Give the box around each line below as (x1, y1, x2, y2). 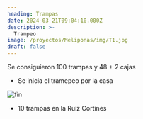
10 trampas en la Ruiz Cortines (17, 104, 107, 112)
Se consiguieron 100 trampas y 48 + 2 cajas (7, 63, 136, 71)
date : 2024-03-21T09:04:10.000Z (7, 17, 103, 24)
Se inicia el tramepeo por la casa (17, 76, 113, 85)
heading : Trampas (7, 10, 59, 18)
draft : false (7, 43, 46, 50)
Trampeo (13, 30, 37, 38)
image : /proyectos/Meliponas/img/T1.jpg (7, 37, 129, 44)
